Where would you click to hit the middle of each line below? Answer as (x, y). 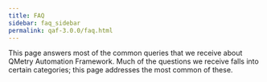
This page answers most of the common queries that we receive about (125, 53)
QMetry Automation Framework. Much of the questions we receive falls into (133, 61)
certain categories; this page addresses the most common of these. (121, 70)
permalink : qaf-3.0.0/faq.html (61, 30)
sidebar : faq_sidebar (45, 23)
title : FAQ (27, 16)
